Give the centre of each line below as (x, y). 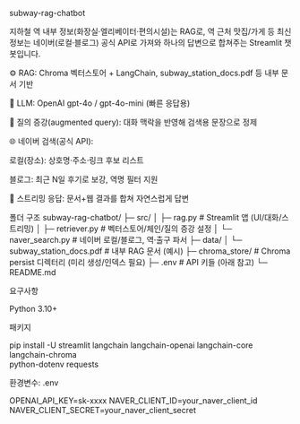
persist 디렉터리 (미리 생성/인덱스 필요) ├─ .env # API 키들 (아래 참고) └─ (139, 262)
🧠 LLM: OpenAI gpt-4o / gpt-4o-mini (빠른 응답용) (100, 103)
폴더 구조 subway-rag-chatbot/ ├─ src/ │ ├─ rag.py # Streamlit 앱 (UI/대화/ (146, 217)
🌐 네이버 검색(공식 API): (51, 141)
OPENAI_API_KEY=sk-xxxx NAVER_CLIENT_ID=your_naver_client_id (133, 401)
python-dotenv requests (54, 364)
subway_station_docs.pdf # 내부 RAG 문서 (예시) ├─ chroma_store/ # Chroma (150, 251)
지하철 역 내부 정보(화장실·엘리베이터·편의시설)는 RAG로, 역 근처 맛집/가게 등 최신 (150, 31)
